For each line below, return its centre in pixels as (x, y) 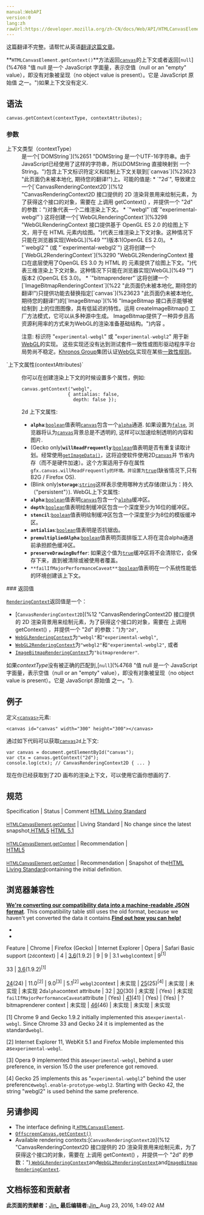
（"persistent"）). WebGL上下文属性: (75, 492)
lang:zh (16, 23)
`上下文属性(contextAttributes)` (45, 365)
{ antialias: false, (93, 395)
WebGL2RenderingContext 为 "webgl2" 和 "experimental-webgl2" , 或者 (97, 645)
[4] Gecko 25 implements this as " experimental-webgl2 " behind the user (96, 1078)
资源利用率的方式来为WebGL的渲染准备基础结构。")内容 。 (95, 324)
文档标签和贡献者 (38, 1189)
